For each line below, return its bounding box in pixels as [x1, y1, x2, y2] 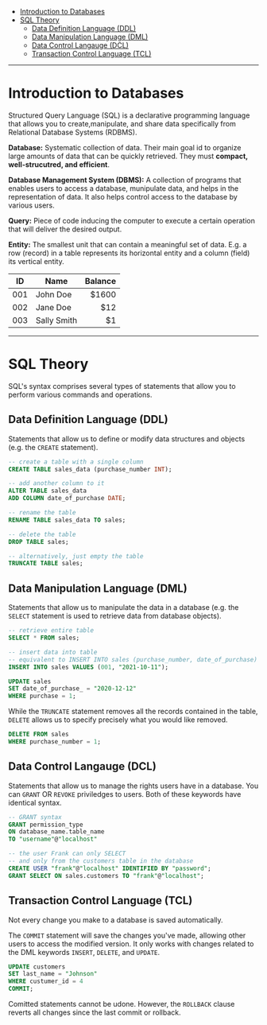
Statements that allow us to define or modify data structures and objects [8, 433, 246, 444]
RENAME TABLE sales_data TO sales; [8, 516, 126, 524]
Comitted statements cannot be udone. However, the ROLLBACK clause [8, 1000, 235, 1008]
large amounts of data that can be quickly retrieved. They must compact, [8, 151, 249, 161]
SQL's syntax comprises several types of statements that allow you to [8, 381, 236, 390]
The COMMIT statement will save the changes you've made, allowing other [8, 930, 246, 940]
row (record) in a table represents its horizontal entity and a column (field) [8, 248, 250, 258]
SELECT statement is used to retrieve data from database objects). [8, 612, 222, 621]
